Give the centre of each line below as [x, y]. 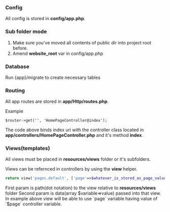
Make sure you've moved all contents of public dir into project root [82, 42]
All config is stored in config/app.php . [45, 19]
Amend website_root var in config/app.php [58, 53]
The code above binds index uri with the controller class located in [75, 130]
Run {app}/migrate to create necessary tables [53, 77]
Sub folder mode [26, 32]
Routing [15, 90]
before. [20, 48]
